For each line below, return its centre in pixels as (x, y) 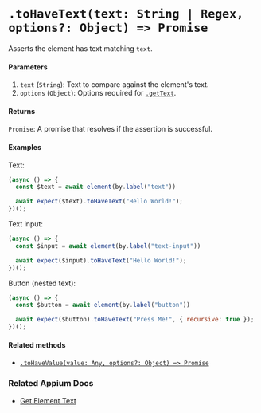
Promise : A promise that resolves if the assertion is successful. (111, 129)
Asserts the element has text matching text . (80, 48)
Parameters (28, 67)
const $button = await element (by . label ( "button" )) (103, 305)
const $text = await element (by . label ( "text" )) (96, 187)
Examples (25, 147)
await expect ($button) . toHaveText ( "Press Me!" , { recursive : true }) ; (135, 320)
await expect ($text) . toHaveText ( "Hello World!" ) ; (99, 202)
